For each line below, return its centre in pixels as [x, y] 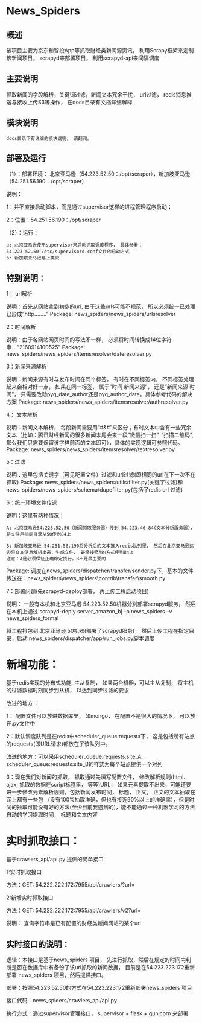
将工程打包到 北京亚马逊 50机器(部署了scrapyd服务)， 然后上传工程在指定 [98, 631]
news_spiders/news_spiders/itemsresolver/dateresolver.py [79, 354]
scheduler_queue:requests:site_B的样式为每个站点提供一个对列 [84, 764]
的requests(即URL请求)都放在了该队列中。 [58, 744]
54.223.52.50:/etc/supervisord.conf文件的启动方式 [68, 252]
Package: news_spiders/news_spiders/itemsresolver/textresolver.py [90, 449]
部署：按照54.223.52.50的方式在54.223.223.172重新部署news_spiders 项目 [99, 987]
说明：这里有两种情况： [35, 515]
